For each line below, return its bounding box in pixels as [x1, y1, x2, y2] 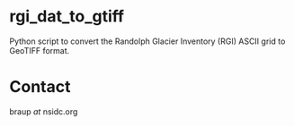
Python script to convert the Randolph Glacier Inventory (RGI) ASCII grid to [9, 36, 286, 46]
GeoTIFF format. [9, 45, 70, 55]
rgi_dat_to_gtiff [9, 6, 124, 27]
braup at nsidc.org [9, 105, 78, 117]
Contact [9, 77, 71, 97]
